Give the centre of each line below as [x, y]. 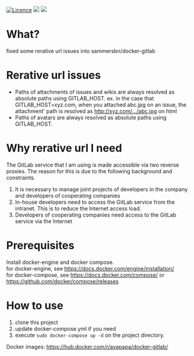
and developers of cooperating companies [68, 195]
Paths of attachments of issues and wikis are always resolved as [95, 92]
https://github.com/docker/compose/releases [62, 281]
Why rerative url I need [64, 148]
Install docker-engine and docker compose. [60, 262]
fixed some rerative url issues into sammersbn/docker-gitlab [81, 51]
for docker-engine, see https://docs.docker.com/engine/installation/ [90, 268]
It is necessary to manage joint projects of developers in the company [101, 189]
